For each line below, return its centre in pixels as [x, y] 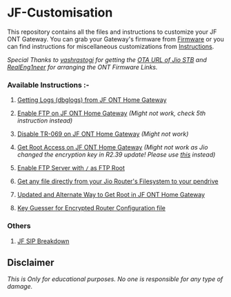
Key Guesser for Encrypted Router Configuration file [91, 208]
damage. [20, 287]
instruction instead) [45, 121]
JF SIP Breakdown [43, 241]
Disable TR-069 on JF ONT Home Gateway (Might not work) [103, 134]
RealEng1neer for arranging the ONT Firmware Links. [82, 67]
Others [19, 226]
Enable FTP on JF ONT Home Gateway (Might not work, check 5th [111, 113]
